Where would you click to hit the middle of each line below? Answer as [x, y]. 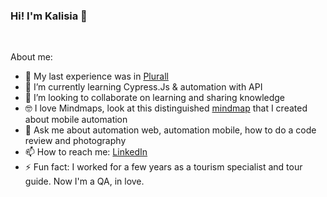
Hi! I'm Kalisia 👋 [49, 16]
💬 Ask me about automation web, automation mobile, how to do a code [170, 130]
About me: [31, 57]
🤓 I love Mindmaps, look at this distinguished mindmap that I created [166, 108]
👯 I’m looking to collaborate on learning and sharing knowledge [155, 98]
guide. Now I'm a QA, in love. [84, 181]
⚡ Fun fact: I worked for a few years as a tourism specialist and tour [163, 167]
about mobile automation [76, 120]
